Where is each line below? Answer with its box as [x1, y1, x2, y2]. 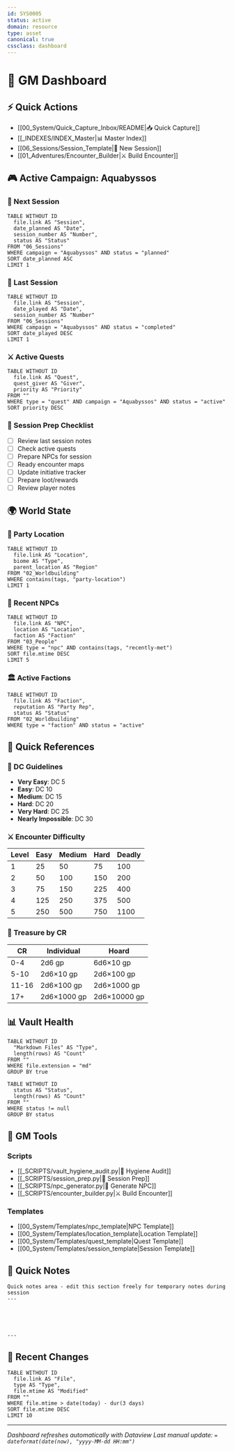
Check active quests [17, 444, 77, 453]
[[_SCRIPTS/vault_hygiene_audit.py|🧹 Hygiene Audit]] [17, 1167, 171, 1175]
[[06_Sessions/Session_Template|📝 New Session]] [17, 144, 162, 152]
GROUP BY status [7, 1111, 54, 1118]
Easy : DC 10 [17, 785, 53, 793]
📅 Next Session [7, 196, 60, 206]
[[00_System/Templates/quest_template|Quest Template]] [17, 1237, 184, 1246]
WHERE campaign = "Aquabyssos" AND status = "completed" [7, 323, 176, 331]
